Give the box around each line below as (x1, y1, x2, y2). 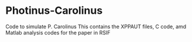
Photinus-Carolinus (5, 4, 103, 17)
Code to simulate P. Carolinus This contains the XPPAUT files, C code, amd (5, 23, 187, 30)
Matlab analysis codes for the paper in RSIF (5, 29, 111, 36)
